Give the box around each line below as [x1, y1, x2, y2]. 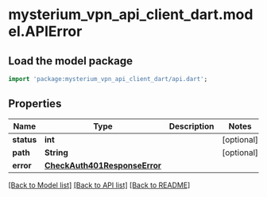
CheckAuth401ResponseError [44, 160, 161, 171]
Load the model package [8, 54, 133, 68]
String [44, 147, 69, 158]
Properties [8, 97, 62, 110]
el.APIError [8, 22, 83, 41]
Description [168, 121, 215, 132]
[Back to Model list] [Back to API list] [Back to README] [8, 180, 191, 190]
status [12, 133, 37, 145]
